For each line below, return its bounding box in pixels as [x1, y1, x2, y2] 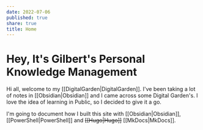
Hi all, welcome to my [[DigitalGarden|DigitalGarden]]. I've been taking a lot [6, 85, 196, 93]
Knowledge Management [6, 65, 138, 79]
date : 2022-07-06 [6, 9, 51, 15]
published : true [6, 15, 48, 21]
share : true [6, 20, 37, 26]
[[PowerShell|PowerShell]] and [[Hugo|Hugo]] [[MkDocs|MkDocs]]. [6, 117, 176, 124]
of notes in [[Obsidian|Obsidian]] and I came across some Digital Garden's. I [6, 92, 198, 99]
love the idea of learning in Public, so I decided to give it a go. [6, 98, 162, 106]
